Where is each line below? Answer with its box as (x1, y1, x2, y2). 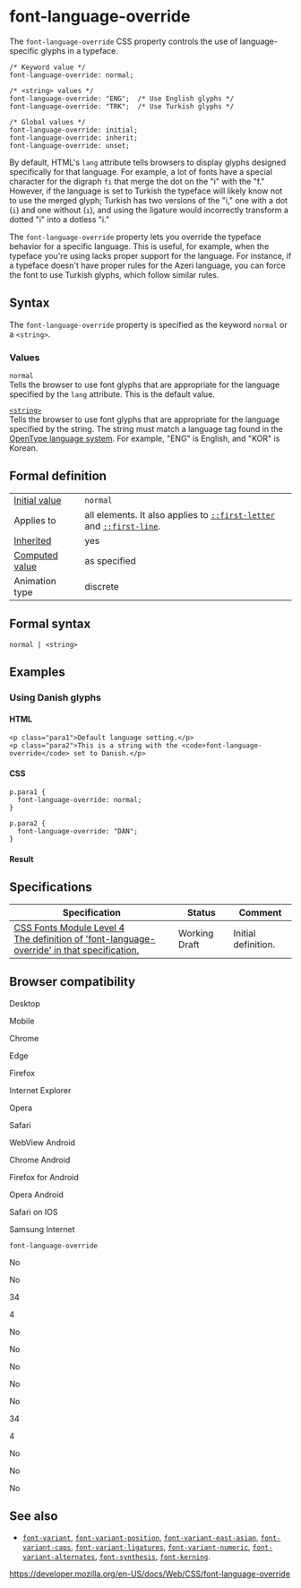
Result (9, 853, 34, 864)
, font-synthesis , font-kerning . (94, 1551, 211, 1562)
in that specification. (53, 944, 140, 956)
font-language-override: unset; (9, 141, 130, 150)
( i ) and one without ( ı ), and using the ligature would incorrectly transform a (9, 204, 289, 215)
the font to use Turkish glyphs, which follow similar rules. (9, 269, 219, 280)
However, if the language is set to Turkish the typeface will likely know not (9, 186, 283, 196)
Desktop (9, 997, 40, 1009)
